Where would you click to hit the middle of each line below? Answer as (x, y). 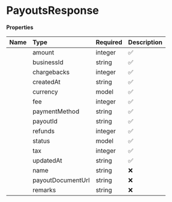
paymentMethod (56, 111)
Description (145, 42)
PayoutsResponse (53, 11)
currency (45, 91)
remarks (44, 190)
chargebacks (51, 72)
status (41, 141)
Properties (20, 27)
